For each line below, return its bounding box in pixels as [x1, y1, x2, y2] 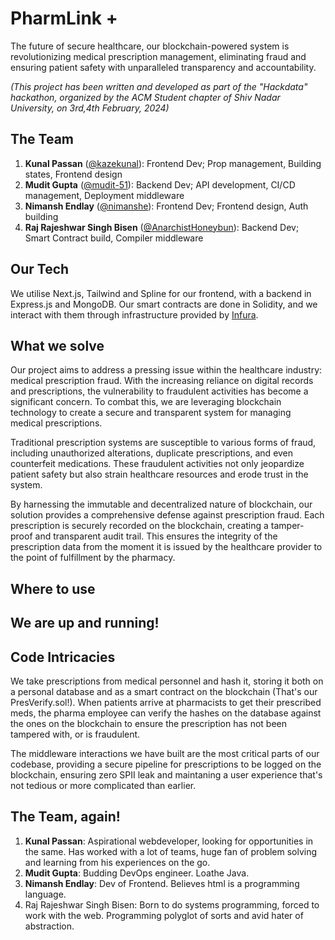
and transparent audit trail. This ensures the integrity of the [34, 530, 278, 542]
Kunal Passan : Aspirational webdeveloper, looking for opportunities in [24, 835, 314, 847]
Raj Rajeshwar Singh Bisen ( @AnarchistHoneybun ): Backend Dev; [24, 221, 300, 233]
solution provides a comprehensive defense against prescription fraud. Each [10, 509, 325, 521]
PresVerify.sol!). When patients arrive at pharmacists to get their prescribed [10, 696, 322, 708]
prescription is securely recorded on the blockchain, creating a [10, 520, 269, 532]
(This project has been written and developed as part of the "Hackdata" [10, 80, 308, 92]
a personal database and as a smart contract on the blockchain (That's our [10, 685, 318, 697]
